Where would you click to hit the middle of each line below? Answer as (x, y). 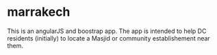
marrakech (39, 12)
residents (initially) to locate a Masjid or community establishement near (108, 38)
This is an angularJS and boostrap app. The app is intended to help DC (107, 31)
